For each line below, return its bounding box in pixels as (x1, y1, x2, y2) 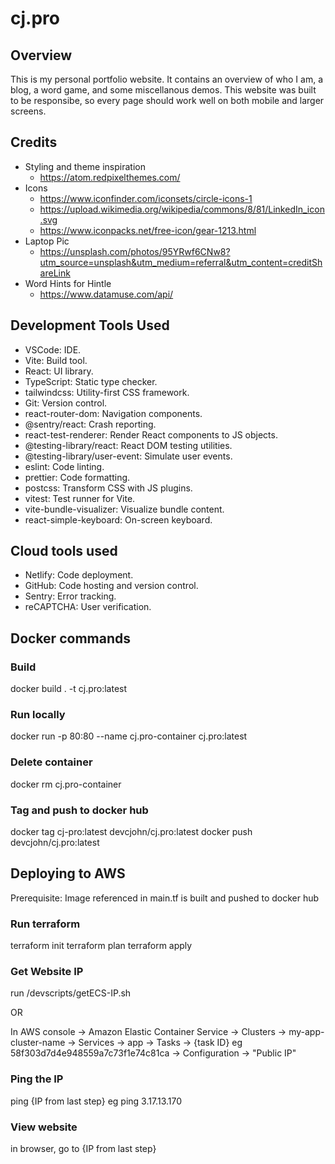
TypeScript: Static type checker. (24, 375, 158, 387)
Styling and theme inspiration (24, 160, 146, 172)
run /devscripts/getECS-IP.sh (10, 987, 132, 999)
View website (10, 1120, 78, 1134)
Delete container (10, 755, 93, 769)
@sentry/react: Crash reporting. (24, 418, 157, 430)
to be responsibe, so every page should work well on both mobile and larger (10, 95, 325, 106)
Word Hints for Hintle (24, 277, 112, 289)
